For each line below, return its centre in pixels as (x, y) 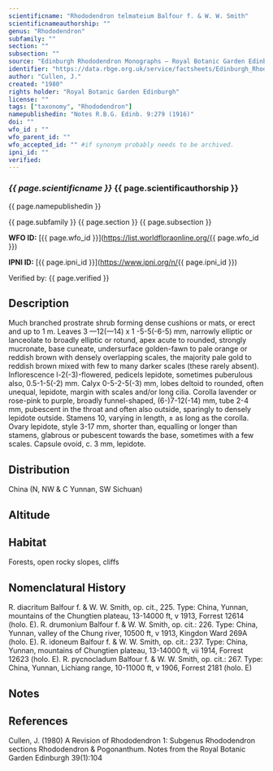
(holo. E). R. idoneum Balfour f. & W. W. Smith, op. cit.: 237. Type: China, (128, 642)
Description (39, 303)
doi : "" (22, 122)
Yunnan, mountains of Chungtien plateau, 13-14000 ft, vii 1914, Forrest (126, 651)
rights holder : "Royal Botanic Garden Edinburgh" (94, 92)
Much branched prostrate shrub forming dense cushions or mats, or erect (132, 323)
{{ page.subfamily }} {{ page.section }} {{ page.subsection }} (110, 221)
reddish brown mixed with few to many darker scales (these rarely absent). (134, 366)
